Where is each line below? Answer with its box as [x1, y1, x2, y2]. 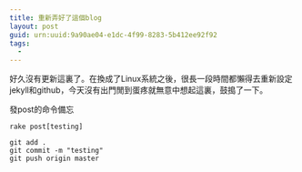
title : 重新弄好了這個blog [9, 13, 102, 23]
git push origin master [9, 154, 100, 164]
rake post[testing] [9, 122, 84, 132]
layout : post [9, 22, 59, 31]
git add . [9, 138, 47, 147]
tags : [9, 38, 30, 48]
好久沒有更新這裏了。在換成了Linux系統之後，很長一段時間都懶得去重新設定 [9, 74, 293, 85]
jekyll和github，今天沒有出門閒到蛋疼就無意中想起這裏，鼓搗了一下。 [9, 85, 268, 96]
